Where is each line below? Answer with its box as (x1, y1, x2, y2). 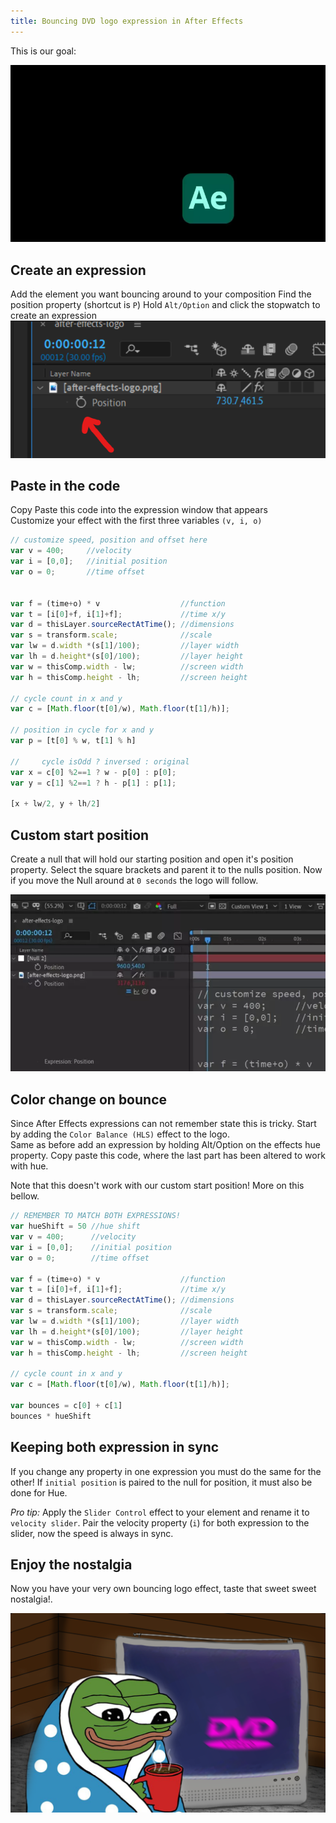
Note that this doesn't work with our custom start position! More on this (10, 1180, 305, 1192)
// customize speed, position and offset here (10, 535, 208, 545)
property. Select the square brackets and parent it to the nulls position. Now (10, 863, 323, 875)
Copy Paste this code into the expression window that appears (10, 504, 268, 516)
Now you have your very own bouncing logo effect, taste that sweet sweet (10, 1583, 317, 1595)
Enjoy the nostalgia (10, 1556, 133, 1573)
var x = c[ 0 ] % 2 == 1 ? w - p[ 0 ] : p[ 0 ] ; (10, 767, 177, 777)
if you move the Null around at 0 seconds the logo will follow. (10, 874, 259, 886)
